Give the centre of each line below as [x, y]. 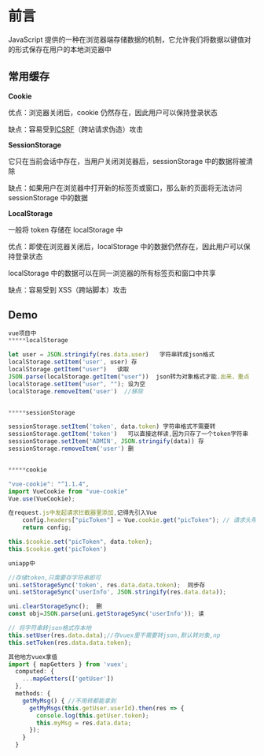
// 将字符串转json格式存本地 [50, 628]
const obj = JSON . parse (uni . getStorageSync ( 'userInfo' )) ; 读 [106, 614]
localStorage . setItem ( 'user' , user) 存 [73, 362]
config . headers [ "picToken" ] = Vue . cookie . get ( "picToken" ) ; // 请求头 [137, 520]
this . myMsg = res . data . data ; [84, 723]
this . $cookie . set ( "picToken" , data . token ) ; [81, 542]
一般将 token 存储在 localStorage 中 [66, 229]
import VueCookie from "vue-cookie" [68, 491]
